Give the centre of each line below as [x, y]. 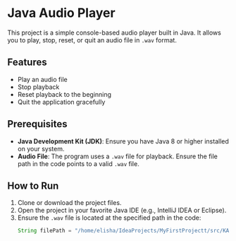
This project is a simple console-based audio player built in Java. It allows [114, 33]
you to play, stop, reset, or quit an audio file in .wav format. [92, 40]
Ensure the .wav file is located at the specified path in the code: [109, 218]
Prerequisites [37, 124]
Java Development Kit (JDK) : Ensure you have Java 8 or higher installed [123, 141]
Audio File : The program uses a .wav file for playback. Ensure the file [118, 156]
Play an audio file [43, 79]
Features [27, 63]
